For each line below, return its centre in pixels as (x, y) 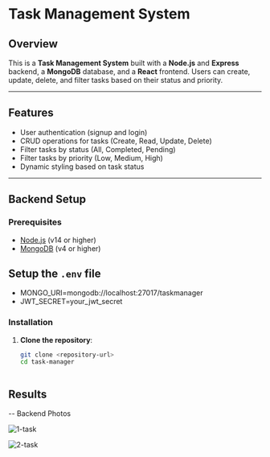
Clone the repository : (56, 340)
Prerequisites (35, 222)
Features (31, 113)
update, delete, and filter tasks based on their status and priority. (116, 80)
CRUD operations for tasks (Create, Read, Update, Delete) (116, 141)
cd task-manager (47, 362)
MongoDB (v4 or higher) (60, 248)
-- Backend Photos (39, 414)
